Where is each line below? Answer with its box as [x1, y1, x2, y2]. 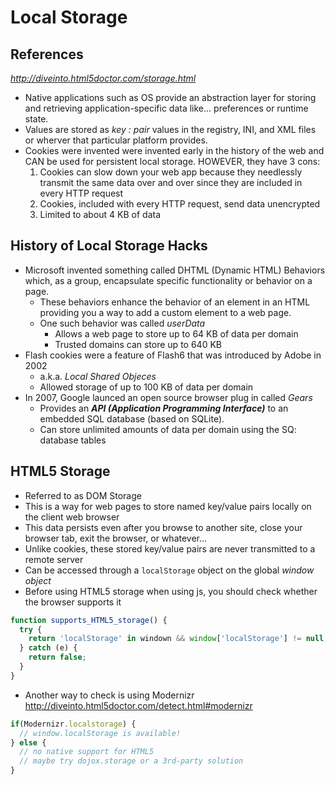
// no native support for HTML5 [19, 747, 155, 757]
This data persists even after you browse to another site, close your [24, 521, 303, 533]
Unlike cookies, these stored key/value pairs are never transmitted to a [24, 542, 316, 555]
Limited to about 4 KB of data [39, 209, 162, 220]
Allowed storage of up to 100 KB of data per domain [39, 381, 254, 393]
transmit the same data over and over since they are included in [39, 177, 303, 188]
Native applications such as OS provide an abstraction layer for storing [24, 92, 317, 103]
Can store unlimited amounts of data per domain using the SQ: [39, 423, 297, 435]
